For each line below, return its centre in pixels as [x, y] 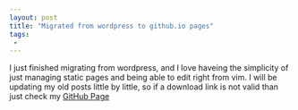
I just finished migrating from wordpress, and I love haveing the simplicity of [149, 68]
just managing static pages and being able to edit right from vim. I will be [143, 78]
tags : [19, 34]
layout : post [34, 17]
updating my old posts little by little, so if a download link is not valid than [144, 87]
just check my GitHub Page [60, 97]
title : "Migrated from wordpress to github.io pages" [112, 26]
